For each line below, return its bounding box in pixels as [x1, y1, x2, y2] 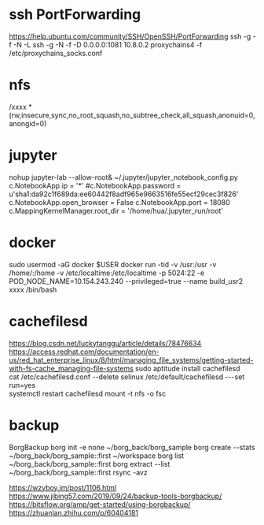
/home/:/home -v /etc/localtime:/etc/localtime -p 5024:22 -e [9, 268, 205, 277]
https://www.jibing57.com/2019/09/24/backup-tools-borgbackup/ [9, 491, 222, 501]
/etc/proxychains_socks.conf [9, 48, 103, 58]
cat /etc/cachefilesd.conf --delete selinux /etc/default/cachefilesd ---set [9, 372, 245, 382]
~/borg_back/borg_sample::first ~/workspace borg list [9, 451, 184, 460]
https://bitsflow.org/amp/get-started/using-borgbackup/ [9, 499, 191, 509]
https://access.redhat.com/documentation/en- [9, 347, 159, 356]
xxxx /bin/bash [9, 285, 57, 294]
